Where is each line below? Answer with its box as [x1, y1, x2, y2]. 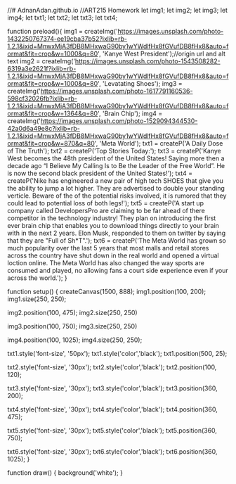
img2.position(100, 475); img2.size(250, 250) [7, 309, 138, 317]
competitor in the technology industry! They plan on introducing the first [7, 214, 216, 222]
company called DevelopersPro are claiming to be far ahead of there [7, 207, 205, 215]
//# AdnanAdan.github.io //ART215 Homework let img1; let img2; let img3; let [7, 6, 228, 14]
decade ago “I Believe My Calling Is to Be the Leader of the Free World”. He [7, 162, 225, 170]
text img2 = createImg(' [7, 57, 76, 65]
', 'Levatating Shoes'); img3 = [97, 79, 183, 87]
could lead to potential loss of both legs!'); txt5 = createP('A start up [7, 199, 204, 207]
